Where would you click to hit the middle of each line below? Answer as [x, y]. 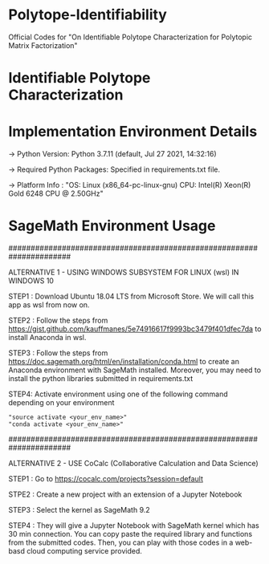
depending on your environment [61, 402]
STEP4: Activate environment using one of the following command [118, 394]
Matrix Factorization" [43, 45]
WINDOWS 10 [31, 281]
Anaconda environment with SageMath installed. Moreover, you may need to [135, 370]
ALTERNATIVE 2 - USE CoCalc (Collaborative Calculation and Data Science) [133, 463]
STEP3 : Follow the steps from [58, 353]
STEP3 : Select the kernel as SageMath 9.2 [79, 510]
